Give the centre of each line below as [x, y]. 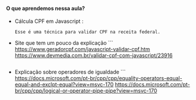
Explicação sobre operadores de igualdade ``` [70, 72]
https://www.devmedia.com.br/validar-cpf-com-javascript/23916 [94, 55]
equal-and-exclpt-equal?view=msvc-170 [64, 85]
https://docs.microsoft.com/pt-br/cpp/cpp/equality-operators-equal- [98, 78]
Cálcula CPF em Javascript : [49, 21]
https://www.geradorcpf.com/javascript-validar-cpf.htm [82, 49]
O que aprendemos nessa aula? [46, 8]
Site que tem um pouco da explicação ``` [64, 43]
